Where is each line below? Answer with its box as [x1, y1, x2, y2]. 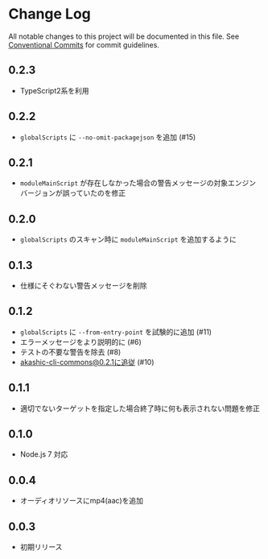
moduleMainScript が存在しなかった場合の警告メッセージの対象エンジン [19, 178, 256, 188]
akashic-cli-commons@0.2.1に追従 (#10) [19, 357, 155, 366]
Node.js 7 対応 [19, 449, 68, 459]
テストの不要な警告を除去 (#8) [19, 347, 122, 357]
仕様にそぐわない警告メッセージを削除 [19, 281, 147, 290]
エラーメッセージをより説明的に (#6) [19, 337, 142, 346]
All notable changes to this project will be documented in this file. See [8, 31, 240, 41]
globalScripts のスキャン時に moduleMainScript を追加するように [19, 234, 237, 244]
